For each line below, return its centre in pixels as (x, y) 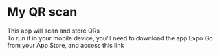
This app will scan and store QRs (54, 31)
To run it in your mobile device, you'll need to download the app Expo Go (110, 38)
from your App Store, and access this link (66, 45)
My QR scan (42, 12)
